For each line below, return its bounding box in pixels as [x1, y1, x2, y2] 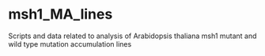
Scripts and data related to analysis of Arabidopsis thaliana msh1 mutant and [8, 31, 257, 40]
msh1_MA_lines [8, 5, 113, 23]
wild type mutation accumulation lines [8, 39, 132, 48]
